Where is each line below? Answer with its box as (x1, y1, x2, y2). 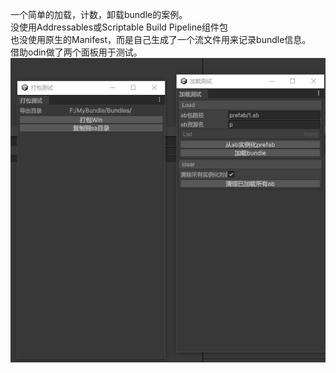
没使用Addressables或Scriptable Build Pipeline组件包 (10, 21, 229, 33)
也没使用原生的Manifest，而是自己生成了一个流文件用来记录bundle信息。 (10, 34, 312, 45)
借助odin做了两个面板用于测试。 (10, 46, 143, 58)
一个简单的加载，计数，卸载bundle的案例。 (10, 9, 188, 20)
